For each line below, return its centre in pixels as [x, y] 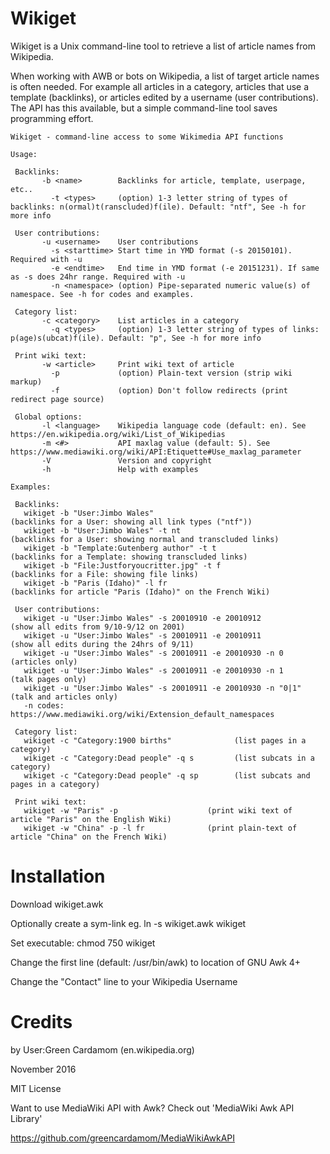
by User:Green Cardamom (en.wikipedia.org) [102, 1049]
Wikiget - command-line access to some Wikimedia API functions [147, 137]
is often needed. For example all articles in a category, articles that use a [160, 86]
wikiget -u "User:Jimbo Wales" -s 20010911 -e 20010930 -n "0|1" [162, 688]
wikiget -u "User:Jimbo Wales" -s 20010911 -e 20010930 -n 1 [153, 670]
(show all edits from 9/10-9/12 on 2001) [98, 627]
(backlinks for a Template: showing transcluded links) [129, 557]
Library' [26, 1118]
